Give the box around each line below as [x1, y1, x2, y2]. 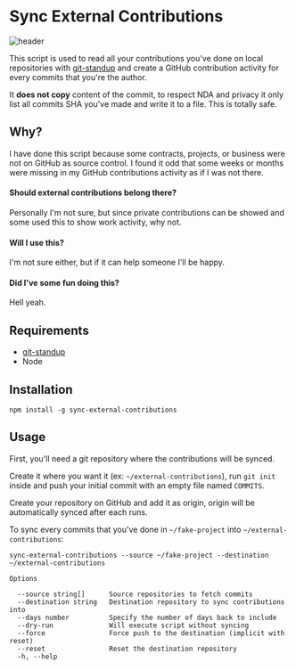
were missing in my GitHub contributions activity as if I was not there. [9, 167, 265, 177]
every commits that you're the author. [9, 71, 147, 82]
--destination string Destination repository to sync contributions [17, 597, 285, 607]
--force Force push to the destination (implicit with [17, 628, 285, 638]
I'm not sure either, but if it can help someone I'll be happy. [9, 257, 226, 268]
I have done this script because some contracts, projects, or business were [9, 148, 285, 159]
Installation [9, 381, 73, 397]
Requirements [9, 323, 89, 338]
